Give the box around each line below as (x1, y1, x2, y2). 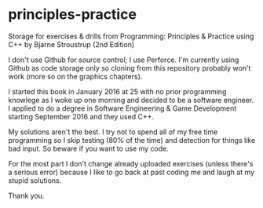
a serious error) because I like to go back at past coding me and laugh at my (8, 167, 255, 177)
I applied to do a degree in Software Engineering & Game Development (8, 104, 237, 113)
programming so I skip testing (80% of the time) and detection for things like (8, 135, 256, 144)
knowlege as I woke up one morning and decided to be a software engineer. (8, 95, 254, 104)
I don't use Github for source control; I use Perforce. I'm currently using (8, 55, 239, 64)
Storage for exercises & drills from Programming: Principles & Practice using (8, 31, 254, 41)
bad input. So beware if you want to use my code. (8, 144, 169, 153)
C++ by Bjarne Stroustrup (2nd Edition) (8, 39, 135, 49)
